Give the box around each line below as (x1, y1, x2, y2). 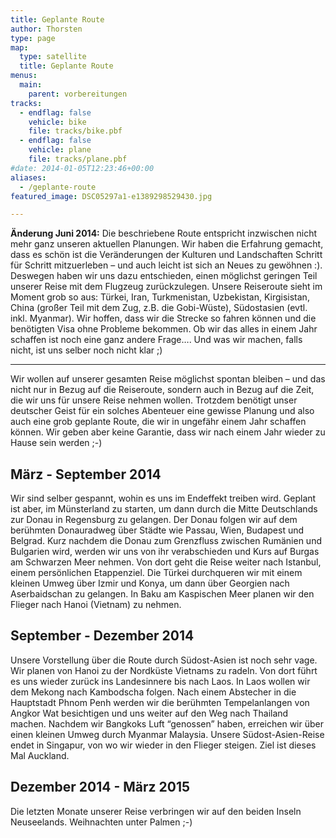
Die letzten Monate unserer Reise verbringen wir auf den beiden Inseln (10, 805, 302, 817)
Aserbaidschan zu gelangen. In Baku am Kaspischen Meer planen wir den (10, 588, 315, 600)
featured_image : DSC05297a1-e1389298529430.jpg (10, 191, 213, 201)
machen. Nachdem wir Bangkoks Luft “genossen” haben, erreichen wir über (10, 717, 324, 730)
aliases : (10, 172, 47, 183)
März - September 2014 (10, 466, 162, 483)
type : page (10, 33, 56, 43)
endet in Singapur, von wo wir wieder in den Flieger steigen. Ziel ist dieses (10, 739, 317, 751)
